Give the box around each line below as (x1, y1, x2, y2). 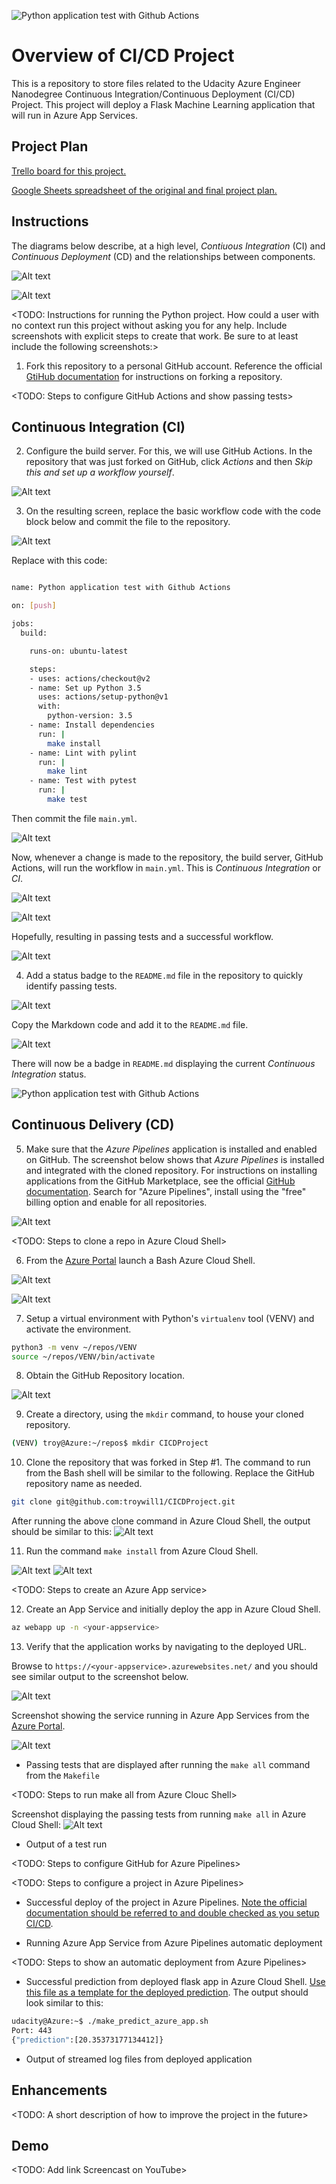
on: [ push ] (11, 601, 57, 611)
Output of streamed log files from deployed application (25, 2053, 253, 2065)
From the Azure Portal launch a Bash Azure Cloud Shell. (25, 1254, 256, 1266)
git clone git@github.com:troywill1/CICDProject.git (11, 1497, 236, 1507)
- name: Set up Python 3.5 (29, 683, 142, 693)
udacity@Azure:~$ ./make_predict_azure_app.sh (11, 2016, 209, 2027)
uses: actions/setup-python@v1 (37, 692, 169, 702)
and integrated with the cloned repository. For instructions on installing (25, 1164, 318, 1176)
